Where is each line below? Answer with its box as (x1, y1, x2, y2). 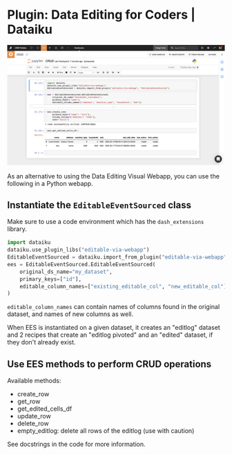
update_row (17, 412, 52, 420)
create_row (17, 390, 50, 398)
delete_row (17, 419, 50, 428)
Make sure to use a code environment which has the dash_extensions (7, 218, 204, 226)
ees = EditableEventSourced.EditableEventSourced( (7, 261, 156, 268)
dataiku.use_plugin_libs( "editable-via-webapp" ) (7, 246, 150, 254)
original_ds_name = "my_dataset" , (19, 268, 113, 275)
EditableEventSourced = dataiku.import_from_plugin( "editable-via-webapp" (7, 254, 227, 261)
